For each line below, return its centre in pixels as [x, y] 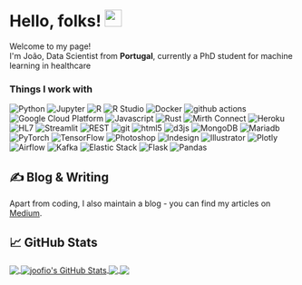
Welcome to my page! [50, 46]
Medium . [26, 213]
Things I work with [51, 89]
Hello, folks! [55, 21]
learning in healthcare [50, 65]
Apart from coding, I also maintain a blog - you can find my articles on [140, 203]
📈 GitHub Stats [54, 243]
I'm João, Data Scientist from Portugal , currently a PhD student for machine [151, 55]
